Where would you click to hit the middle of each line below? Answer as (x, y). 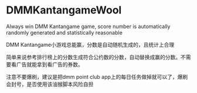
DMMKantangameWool (64, 10)
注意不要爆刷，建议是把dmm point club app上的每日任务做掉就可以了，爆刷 (97, 77)
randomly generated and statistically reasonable (64, 32)
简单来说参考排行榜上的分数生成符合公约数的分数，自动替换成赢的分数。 (93, 57)
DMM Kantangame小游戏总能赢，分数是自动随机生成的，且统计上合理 (90, 44)
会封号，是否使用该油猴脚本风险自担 (50, 84)
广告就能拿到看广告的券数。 (50, 64)
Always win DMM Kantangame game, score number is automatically (88, 26)
